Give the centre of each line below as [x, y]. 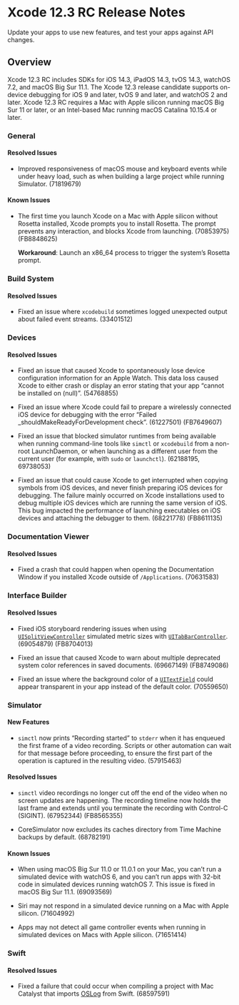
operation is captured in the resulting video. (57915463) [100, 760]
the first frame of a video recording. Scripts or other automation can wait [124, 745]
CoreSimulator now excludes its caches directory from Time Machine [119, 829]
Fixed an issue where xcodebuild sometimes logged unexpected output [122, 312]
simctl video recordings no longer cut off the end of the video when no [122, 792]
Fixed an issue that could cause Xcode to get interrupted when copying [123, 480]
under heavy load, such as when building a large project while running [121, 176]
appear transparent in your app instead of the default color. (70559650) [123, 687]
